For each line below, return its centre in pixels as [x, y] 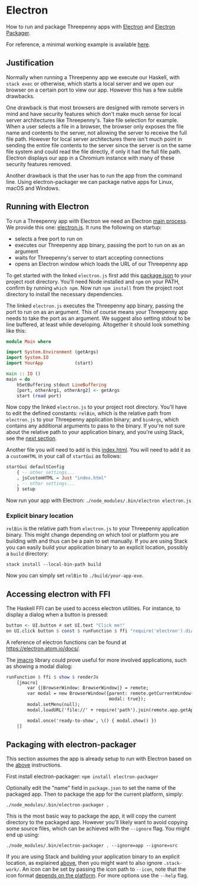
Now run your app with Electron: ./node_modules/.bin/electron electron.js [99, 500]
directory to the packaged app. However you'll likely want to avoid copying [97, 822]
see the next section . [32, 439]
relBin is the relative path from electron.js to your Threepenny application [98, 529]
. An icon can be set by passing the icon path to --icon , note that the [103, 869]
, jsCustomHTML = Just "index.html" [62, 478]
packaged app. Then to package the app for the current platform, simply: [95, 794]
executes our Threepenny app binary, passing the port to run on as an [100, 245]
